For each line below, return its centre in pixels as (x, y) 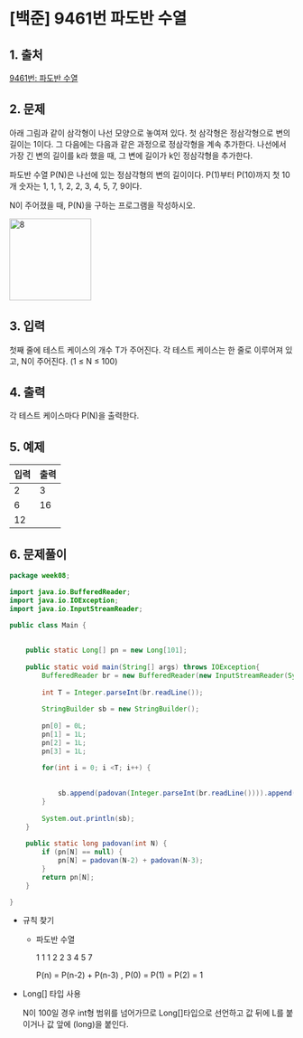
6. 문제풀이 (38, 554)
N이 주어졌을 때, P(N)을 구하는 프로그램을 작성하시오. (102, 205)
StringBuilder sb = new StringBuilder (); (121, 709)
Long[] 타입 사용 (51, 994)
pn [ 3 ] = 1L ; (64, 751)
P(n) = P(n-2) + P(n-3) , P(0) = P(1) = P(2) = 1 (119, 975)
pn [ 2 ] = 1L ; (64, 742)
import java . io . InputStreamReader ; (76, 609)
